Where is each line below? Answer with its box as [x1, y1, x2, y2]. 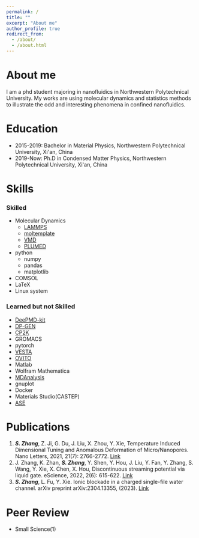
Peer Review [6, 506, 70, 519]
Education [6, 122, 58, 135]
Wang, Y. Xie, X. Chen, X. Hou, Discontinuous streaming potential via [14, 465, 185, 472]
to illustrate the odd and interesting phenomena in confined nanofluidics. [6, 100, 186, 108]
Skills [6, 182, 34, 195]
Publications [6, 420, 70, 433]
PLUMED [23, 243, 47, 250]
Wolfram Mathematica [14, 367, 70, 374]
